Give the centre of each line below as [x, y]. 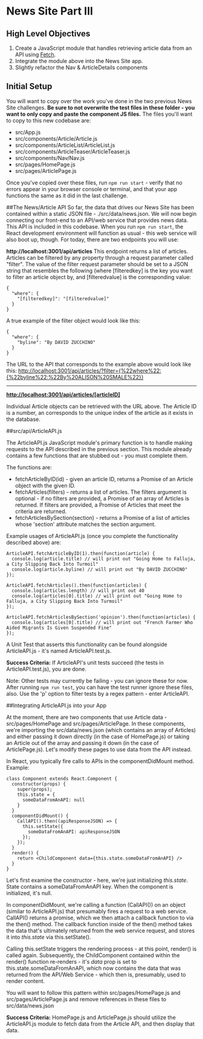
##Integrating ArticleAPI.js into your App [56, 705]
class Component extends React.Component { [62, 778]
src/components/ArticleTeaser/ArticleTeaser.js [72, 151]
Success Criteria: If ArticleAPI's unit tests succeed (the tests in [85, 662]
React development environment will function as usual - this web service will [101, 233]
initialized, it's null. [29, 893]
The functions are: [29, 467]
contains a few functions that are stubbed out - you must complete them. [97, 456]
